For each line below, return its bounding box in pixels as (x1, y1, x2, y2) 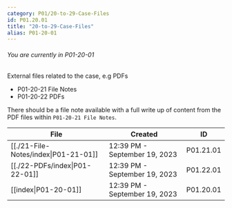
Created (130, 129, 158, 139)
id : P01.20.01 (7, 17, 48, 23)
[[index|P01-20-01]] (10, 185, 82, 195)
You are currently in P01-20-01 (7, 50, 95, 59)
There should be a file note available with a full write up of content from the (7, 106, 222, 114)
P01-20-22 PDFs (17, 92, 65, 101)
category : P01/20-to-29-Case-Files (7, 10, 110, 17)
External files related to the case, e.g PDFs (7, 72, 128, 80)
